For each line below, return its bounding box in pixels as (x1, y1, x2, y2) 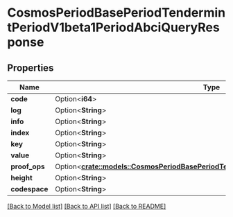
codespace (10, 184, 49, 193)
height (10, 173, 33, 182)
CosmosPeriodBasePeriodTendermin (7, 5, 226, 21)
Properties (7, 62, 54, 73)
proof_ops (10, 162, 45, 171)
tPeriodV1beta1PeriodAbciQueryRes (7, 19, 220, 35)
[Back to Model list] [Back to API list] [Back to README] (7, 202, 166, 210)
